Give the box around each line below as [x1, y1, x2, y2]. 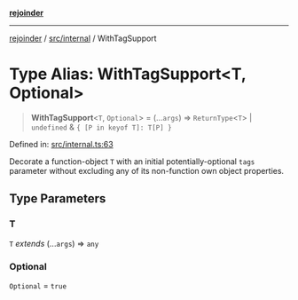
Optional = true [9, 280, 67, 291]
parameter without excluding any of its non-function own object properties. [9, 165, 285, 176]
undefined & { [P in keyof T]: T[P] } [30, 122, 172, 132]
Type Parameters [9, 191, 106, 207]
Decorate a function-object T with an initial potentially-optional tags [9, 155, 255, 167]
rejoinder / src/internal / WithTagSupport [9, 33, 157, 43]
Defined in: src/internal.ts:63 [9, 138, 114, 149]
